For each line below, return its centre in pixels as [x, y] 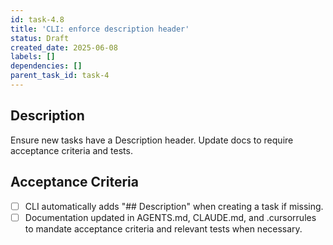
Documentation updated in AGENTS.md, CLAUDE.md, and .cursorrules [170, 217]
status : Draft [40, 38]
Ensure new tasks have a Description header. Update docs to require [152, 140]
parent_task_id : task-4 [60, 76]
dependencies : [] [46, 66]
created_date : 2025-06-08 [64, 47]
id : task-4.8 [37, 19]
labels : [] [33, 57]
